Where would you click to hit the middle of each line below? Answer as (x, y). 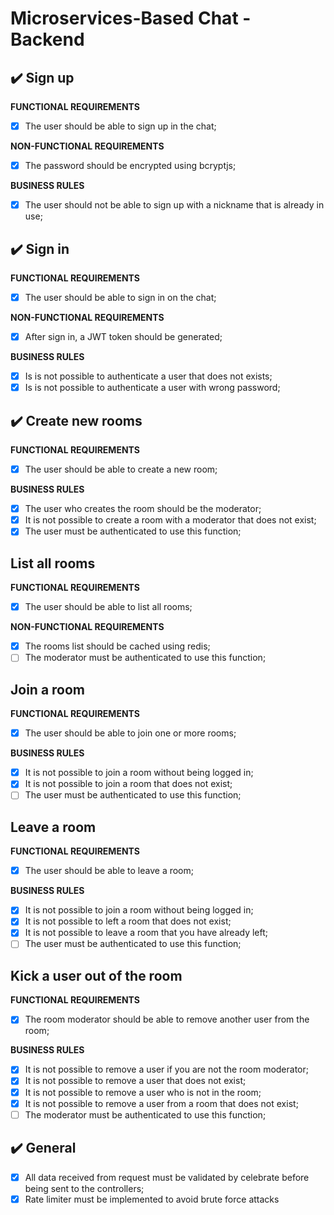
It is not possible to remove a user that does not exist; (135, 1081)
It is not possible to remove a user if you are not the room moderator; (166, 1069)
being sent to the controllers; (84, 1188)
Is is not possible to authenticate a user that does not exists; (148, 376)
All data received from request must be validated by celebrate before (167, 1177)
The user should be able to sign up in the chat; (120, 126)
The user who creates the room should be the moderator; (143, 509)
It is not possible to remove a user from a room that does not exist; (161, 1103)
